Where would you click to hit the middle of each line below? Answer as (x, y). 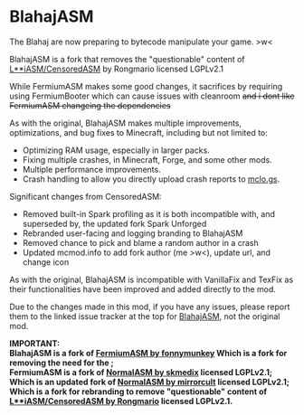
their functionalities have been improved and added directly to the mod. (142, 289)
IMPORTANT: (35, 343)
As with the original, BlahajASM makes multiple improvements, (126, 123)
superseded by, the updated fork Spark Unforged (114, 223)
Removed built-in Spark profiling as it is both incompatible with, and (149, 213)
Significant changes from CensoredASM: (85, 196)
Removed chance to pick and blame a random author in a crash (141, 242)
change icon (46, 262)
